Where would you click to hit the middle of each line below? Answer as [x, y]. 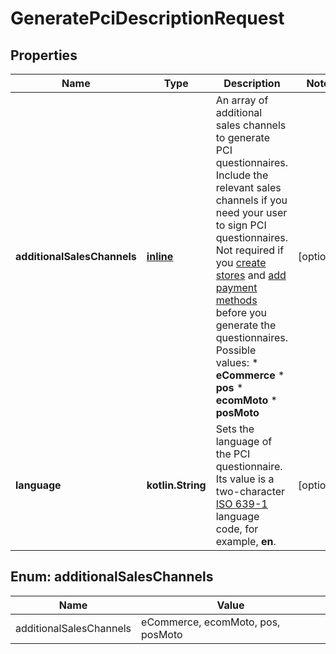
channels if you [251, 200]
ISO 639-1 [241, 504]
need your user [251, 212]
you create [241, 262]
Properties [44, 55]
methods [236, 300]
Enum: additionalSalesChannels [112, 577]
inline [160, 256]
